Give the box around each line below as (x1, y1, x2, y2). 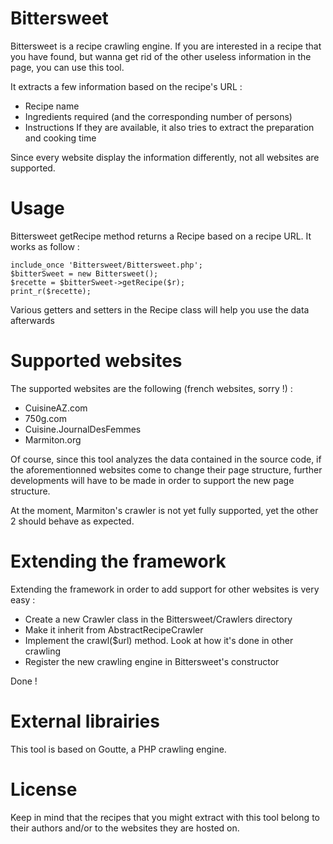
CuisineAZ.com (24, 402, 88, 414)
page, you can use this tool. (10, 61, 125, 73)
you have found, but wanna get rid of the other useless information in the (10, 50, 312, 62)
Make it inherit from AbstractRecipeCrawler (24, 623, 204, 636)
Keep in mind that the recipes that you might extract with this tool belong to (10, 811, 320, 823)
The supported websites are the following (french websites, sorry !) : (10, 382, 293, 394)
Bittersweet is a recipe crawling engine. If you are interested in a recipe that (10, 40, 322, 52)
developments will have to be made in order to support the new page (10, 474, 295, 486)
